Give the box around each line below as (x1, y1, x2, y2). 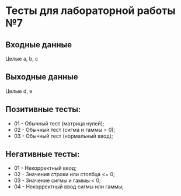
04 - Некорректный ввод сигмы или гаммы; (13, 183, 124, 190)
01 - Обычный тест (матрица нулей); (13, 120, 105, 127)
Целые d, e (5, 87, 33, 94)
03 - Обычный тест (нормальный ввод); (13, 132, 113, 139)
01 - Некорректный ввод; (13, 164, 77, 171)
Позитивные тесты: (5, 104, 81, 114)
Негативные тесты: (5, 149, 80, 159)
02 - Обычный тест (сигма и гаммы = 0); (13, 126, 116, 133)
